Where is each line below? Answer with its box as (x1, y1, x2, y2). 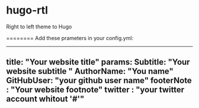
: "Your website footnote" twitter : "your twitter (6, 85, 185, 95)
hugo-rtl (6, 4, 49, 17)
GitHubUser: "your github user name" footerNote (6, 76, 192, 86)
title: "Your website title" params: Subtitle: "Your (6, 57, 191, 67)
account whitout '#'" (6, 94, 85, 104)
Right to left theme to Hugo (6, 23, 72, 30)
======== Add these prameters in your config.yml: (6, 34, 134, 41)
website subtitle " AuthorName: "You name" (6, 66, 174, 77)
